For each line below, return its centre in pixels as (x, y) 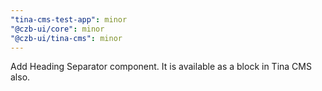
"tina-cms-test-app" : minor (69, 19)
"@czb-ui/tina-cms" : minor (66, 38)
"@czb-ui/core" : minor (57, 29)
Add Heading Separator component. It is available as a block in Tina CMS (161, 67)
